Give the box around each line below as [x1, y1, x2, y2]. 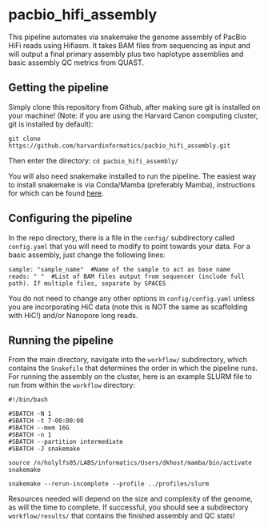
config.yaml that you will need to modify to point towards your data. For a [8, 241, 250, 251]
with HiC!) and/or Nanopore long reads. [8, 310, 138, 320]
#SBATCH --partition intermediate [8, 438, 124, 446]
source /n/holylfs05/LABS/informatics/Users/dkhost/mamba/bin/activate [8, 459, 252, 467]
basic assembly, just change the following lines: [8, 250, 166, 260]
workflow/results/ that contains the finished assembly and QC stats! [8, 511, 235, 521]
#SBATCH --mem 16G [8, 424, 70, 432]
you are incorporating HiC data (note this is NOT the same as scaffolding [8, 302, 248, 312]
